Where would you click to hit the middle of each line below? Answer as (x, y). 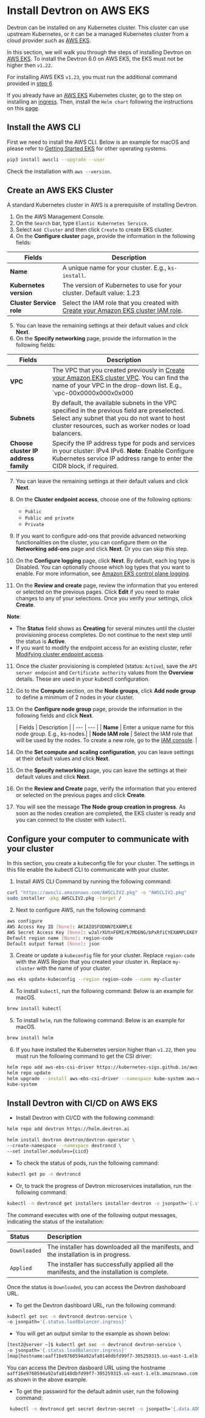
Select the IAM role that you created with (120, 303)
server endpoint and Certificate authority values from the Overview (105, 673)
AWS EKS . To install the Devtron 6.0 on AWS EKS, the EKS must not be (95, 58)
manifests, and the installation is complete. (108, 1272)
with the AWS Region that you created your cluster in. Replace (94, 962)
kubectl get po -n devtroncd (44, 1174)
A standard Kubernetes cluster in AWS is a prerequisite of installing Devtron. (102, 205)
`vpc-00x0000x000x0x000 (93, 393)
